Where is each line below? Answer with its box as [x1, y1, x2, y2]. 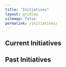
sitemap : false [5, 16, 36, 21]
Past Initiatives [5, 56, 51, 64]
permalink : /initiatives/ [5, 21, 58, 26]
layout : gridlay [5, 12, 38, 17]
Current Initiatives [5, 39, 62, 47]
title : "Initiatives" [5, 7, 49, 12]
